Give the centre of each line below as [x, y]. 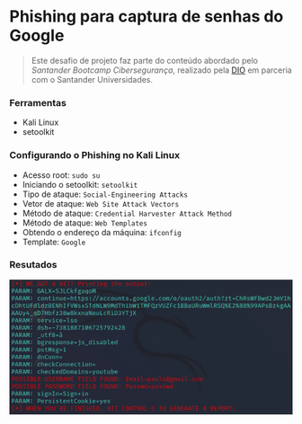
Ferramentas [38, 102]
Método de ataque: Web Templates [85, 223]
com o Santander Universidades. [92, 79]
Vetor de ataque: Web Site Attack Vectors [101, 203]
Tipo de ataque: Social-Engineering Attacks [105, 194]
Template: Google [54, 242]
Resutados [33, 265]
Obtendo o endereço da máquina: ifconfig [102, 232]
